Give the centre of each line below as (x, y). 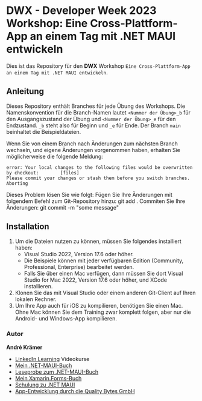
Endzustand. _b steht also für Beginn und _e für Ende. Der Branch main (93, 125)
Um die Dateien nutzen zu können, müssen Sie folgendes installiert (98, 241)
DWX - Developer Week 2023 (81, 11)
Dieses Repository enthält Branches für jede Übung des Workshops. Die (96, 106)
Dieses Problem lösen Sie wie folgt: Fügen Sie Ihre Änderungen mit (90, 194)
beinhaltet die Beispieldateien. (44, 131)
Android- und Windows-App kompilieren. (66, 318)
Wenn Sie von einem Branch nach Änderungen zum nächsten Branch (92, 144)
